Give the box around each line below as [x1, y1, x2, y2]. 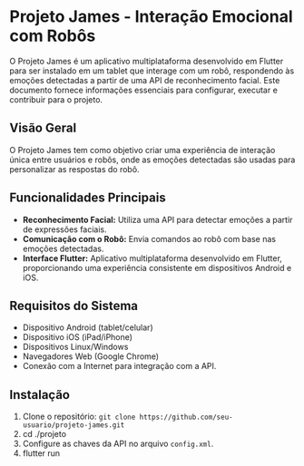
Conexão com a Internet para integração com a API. [22, 361, 217, 372]
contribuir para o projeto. [9, 93, 103, 105]
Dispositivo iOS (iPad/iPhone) [22, 332, 133, 343]
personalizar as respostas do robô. [9, 163, 140, 174]
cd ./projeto [22, 429, 66, 440]
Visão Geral [9, 121, 77, 136]
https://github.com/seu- [139, 413, 233, 422]
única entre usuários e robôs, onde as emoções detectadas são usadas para [9, 154, 296, 165]
